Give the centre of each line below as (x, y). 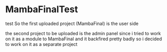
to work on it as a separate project (41, 44)
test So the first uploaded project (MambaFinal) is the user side (72, 23)
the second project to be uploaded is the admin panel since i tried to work (83, 33)
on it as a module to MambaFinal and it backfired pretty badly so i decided (84, 39)
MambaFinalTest (42, 9)
